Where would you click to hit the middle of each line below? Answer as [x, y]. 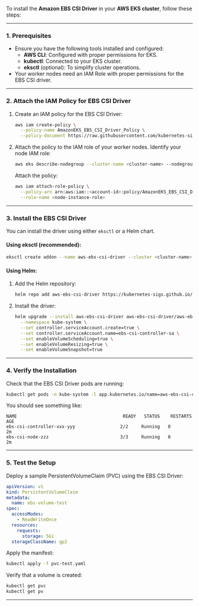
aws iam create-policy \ [45, 125]
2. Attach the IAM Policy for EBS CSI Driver [69, 101]
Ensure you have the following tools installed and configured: [89, 49]
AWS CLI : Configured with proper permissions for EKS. [91, 55]
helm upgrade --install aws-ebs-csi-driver [69, 317]
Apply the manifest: [30, 553]
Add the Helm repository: [45, 284]
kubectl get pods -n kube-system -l [51, 394]
